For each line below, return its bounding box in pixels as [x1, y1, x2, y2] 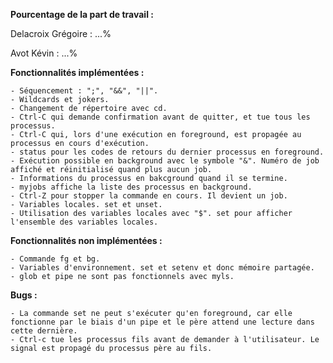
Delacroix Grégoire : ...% [10, 28, 112, 39]
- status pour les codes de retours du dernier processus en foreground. [10, 147, 325, 157]
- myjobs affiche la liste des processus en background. [10, 182, 253, 192]
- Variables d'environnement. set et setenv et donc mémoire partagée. [10, 263, 315, 273]
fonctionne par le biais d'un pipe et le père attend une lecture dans [10, 317, 315, 327]
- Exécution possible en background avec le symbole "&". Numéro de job [10, 156, 320, 166]
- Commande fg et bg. [10, 254, 101, 264]
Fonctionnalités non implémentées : [10, 235, 163, 246]
